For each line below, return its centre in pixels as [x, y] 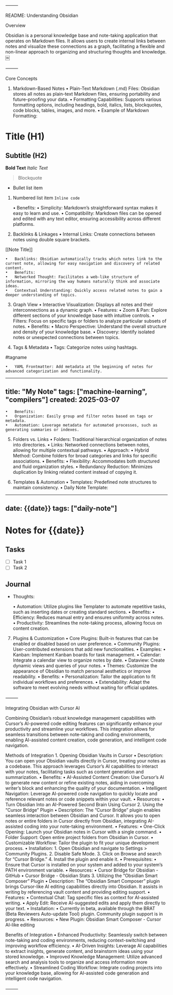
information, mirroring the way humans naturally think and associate [83, 281]
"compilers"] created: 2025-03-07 [63, 400]
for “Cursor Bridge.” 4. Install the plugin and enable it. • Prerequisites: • [81, 859]
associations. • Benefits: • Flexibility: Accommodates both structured [86, 461]
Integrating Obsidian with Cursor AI [43, 708]
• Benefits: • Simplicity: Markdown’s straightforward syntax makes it [85, 208]
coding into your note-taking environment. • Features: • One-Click [94, 827]
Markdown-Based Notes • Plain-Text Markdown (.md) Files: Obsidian [86, 88]
